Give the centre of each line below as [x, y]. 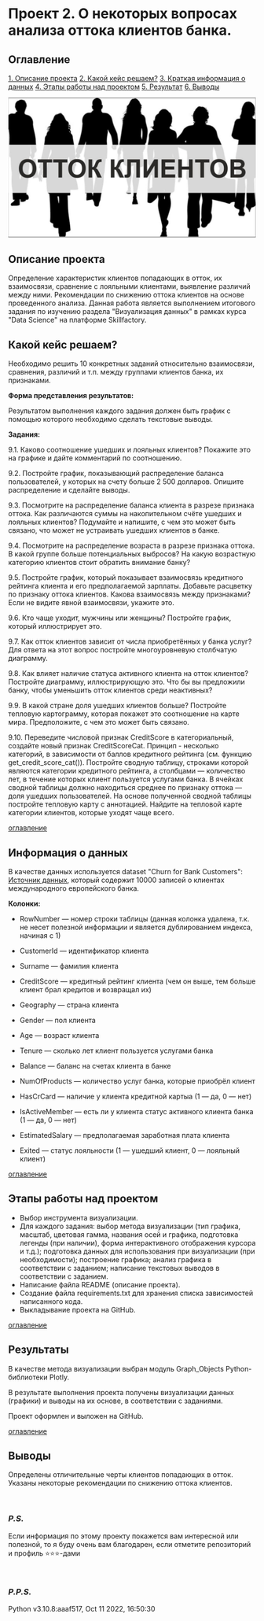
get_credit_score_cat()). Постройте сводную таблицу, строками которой [128, 762]
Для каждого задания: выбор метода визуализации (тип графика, [130, 1226]
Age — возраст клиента [59, 1035]
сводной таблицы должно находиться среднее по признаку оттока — [125, 788]
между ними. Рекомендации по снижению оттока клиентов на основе [126, 295]
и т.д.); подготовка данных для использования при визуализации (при [137, 1251]
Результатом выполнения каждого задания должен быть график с [119, 411]
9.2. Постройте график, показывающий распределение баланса [116, 474]
